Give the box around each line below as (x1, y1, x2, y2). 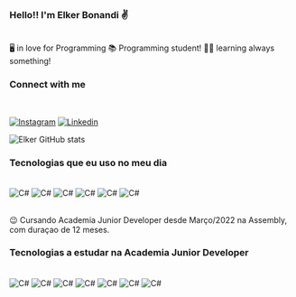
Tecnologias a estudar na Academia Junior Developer (9, 246, 249, 259)
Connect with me (9, 79, 86, 91)
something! (9, 56, 51, 67)
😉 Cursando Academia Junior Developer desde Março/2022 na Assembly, (9, 214, 288, 225)
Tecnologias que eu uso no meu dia (9, 156, 168, 169)
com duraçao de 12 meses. (9, 224, 110, 235)
